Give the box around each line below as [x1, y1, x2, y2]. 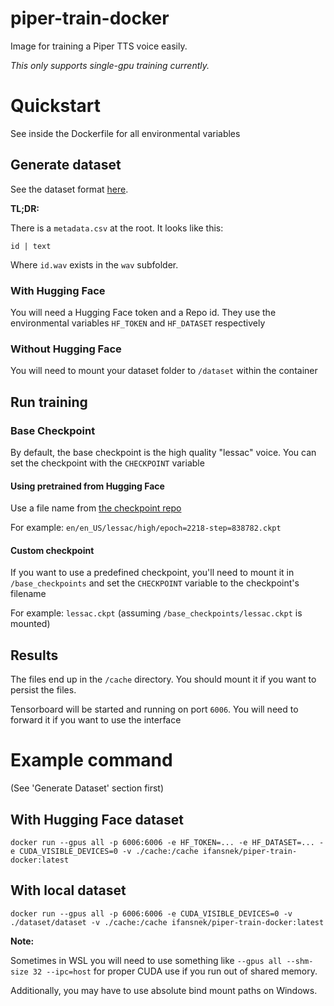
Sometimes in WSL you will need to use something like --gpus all [10, 954, 283, 966]
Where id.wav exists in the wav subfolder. [10, 258, 179, 271]
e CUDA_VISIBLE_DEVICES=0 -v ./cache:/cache [10, 846, 199, 856]
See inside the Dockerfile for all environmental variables [10, 127, 241, 139]
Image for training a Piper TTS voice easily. [10, 40, 188, 52]
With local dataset [10, 882, 127, 899]
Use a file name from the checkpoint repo [10, 502, 182, 514]
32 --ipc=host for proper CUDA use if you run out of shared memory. [32, 965, 318, 977]
